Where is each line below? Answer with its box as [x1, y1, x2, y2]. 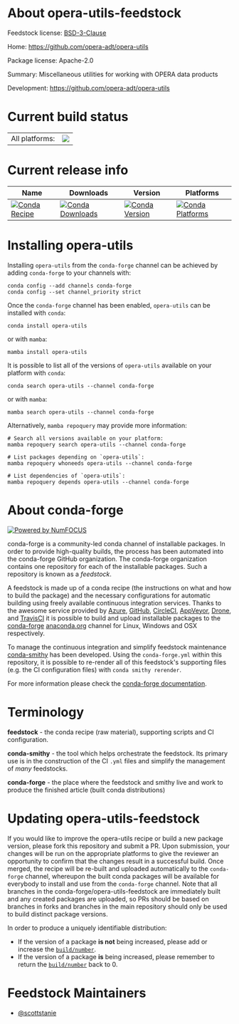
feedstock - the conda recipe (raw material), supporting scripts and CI [7, 728, 215, 736]
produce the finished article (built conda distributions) [7, 785, 166, 794]
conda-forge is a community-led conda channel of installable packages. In [7, 539, 225, 548]
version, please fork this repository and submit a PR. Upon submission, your [7, 842, 230, 850]
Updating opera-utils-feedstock [7, 810, 201, 827]
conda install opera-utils [7, 322, 87, 329]
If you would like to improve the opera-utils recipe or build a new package [7, 834, 223, 842]
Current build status [7, 109, 129, 125]
